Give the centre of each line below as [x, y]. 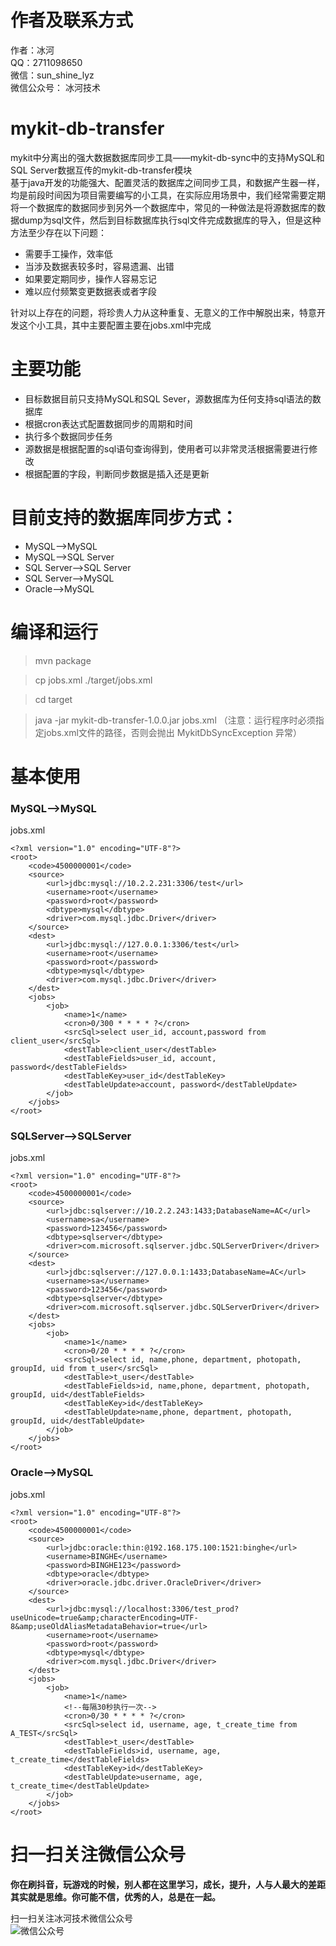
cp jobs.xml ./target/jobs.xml [93, 680]
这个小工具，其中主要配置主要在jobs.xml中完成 [115, 325]
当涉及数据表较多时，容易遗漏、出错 [99, 266]
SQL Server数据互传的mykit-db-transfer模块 [101, 170]
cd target [53, 699]
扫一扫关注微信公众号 [98, 1854]
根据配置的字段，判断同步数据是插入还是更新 [117, 473]
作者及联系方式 [72, 20]
